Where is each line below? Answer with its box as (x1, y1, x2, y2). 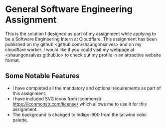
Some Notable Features (5, 71, 80, 80)
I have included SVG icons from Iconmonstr (12, 95, 102, 101)
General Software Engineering (5, 3, 133, 15)
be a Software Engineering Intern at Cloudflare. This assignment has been (5, 36, 157, 42)
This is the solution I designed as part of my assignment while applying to (5, 30, 156, 36)
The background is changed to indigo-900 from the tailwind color (12, 111, 147, 117)
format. (5, 57, 20, 63)
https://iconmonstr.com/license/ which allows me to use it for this (12, 101, 147, 107)
